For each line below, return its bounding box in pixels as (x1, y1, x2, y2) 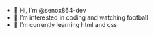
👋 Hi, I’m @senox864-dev (13, 7, 87, 14)
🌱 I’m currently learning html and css (13, 21, 118, 28)
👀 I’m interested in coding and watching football (13, 13, 149, 22)
